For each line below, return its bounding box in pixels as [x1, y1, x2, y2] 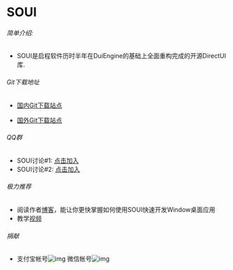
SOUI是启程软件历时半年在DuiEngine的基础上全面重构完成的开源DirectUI [16, 52, 226, 60]
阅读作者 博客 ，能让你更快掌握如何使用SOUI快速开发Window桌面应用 [16, 205, 215, 214]
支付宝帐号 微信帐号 [16, 255, 92, 263]
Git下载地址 [6, 78, 40, 86]
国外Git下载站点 [16, 116, 62, 124]
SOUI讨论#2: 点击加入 [16, 165, 81, 173]
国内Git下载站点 [16, 101, 62, 109]
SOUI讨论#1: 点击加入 [16, 156, 79, 165]
